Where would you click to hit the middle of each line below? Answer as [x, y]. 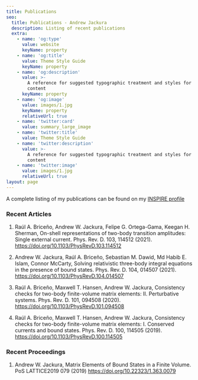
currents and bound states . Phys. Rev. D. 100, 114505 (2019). [88, 330]
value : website [40, 45]
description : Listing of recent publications [69, 28]
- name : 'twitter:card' [46, 122]
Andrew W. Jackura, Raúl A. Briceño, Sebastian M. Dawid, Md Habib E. [101, 257]
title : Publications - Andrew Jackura [59, 22]
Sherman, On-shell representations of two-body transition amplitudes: [100, 233]
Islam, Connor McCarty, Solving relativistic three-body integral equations [103, 264]
